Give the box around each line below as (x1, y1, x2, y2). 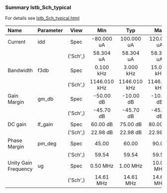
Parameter (37, 27, 63, 34)
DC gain (7, 121, 26, 128)
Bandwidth (7, 67, 33, 74)
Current (7, 39, 26, 46)
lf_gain (37, 121, 53, 128)
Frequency (7, 166, 33, 173)
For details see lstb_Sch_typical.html (5, 15, 80, 21)
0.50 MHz (90, 163, 114, 170)
